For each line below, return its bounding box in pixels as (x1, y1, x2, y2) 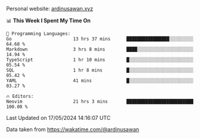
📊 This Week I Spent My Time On (6, 17, 91, 24)
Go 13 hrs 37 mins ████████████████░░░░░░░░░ (6, 36, 194, 42)
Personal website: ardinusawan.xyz (6, 5, 94, 12)
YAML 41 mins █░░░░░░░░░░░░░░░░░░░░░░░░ (6, 78, 194, 84)
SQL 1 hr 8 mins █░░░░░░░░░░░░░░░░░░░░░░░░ (6, 67, 194, 73)
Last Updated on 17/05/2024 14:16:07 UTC (6, 115, 111, 121)
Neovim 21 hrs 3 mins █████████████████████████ (6, 98, 194, 104)
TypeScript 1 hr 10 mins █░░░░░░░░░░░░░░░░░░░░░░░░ (6, 57, 194, 63)
